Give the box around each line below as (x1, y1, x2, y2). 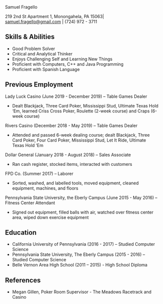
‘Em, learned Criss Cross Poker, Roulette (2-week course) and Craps (12, 108, 150, 114)
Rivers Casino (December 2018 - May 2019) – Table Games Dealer (5, 123, 138, 128)
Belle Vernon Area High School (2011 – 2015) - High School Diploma (12, 262, 147, 268)
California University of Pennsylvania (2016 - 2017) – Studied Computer (12, 241, 155, 247)
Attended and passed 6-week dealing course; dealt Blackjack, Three (12, 132, 150, 138)
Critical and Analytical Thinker (12, 51, 73, 56)
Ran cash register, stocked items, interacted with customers (12, 161, 132, 167)
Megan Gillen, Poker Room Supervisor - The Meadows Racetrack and (12, 289, 152, 295)
